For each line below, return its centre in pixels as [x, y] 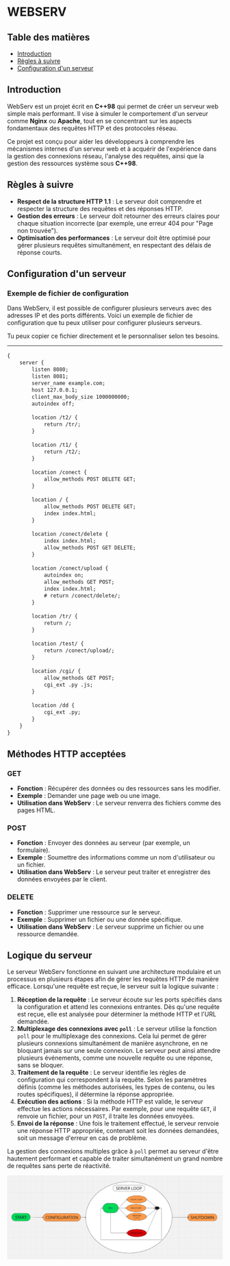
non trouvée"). [37, 230]
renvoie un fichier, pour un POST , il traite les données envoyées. [106, 1116]
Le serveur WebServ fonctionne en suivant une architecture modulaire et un [114, 972]
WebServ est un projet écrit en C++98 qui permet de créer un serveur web [113, 106]
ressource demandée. [48, 934]
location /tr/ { [55, 617]
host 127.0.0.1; [55, 390]
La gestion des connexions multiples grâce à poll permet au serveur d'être [113, 1152]
